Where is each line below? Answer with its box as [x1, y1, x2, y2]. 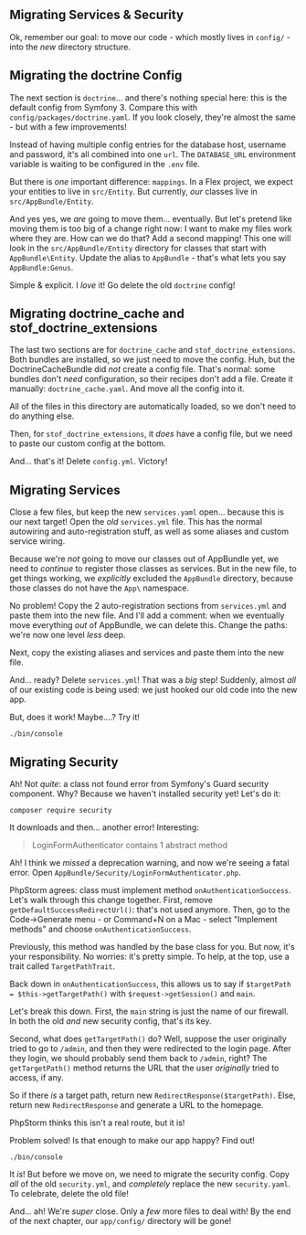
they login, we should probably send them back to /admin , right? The [9, 1053, 268, 1064]
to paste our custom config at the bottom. [9, 438, 166, 449]
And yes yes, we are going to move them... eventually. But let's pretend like [9, 213, 292, 224]
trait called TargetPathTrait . [9, 961, 116, 972]
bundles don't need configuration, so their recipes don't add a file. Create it [9, 374, 294, 385]
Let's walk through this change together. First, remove [9, 895, 213, 906]
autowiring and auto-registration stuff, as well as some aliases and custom [9, 526, 290, 538]
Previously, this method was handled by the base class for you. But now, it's [9, 942, 295, 953]
